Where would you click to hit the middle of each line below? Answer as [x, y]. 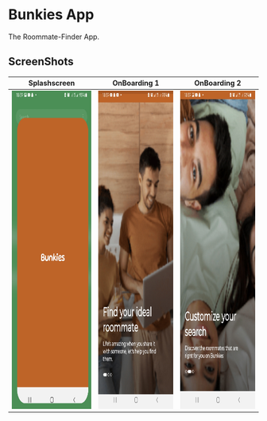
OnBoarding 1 [136, 83]
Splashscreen [52, 83]
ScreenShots [41, 62]
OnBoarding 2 [218, 83]
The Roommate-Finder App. [54, 37]
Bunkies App [51, 15]
